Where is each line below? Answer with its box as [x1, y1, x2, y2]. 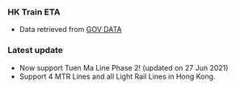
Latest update [7, 45, 64, 56]
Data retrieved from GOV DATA [19, 25, 122, 34]
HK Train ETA [7, 6, 61, 18]
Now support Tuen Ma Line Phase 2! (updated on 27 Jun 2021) [19, 63, 229, 72]
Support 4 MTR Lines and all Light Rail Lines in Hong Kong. [19, 71, 216, 81]
